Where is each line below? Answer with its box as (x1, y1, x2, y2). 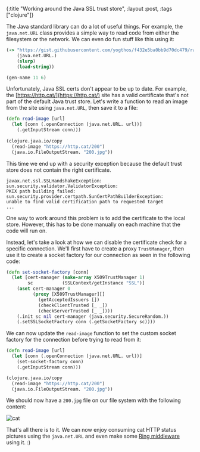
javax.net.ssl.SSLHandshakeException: (6, 178, 102, 184)
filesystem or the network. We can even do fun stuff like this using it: (6, 36, 174, 42)
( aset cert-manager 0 (17, 286, 70, 292)
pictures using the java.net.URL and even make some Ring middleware (6, 432, 180, 440)
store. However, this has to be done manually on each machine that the (6, 221, 180, 228)
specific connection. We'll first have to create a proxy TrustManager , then (6, 244, 185, 252)
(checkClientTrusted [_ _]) (37, 302, 108, 308)
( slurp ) (17, 58, 36, 64)
